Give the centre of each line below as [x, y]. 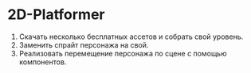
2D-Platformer [56, 15]
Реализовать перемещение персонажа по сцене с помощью [123, 53]
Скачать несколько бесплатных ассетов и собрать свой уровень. [131, 36]
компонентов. [43, 62]
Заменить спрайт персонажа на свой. [84, 44]
